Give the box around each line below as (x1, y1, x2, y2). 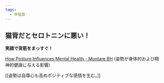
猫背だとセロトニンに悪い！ (5, 31, 90, 40)
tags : (5, 7, 16, 12)
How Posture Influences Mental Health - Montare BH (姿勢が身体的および (5, 56, 155, 62)
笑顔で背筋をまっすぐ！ (5, 45, 53, 51)
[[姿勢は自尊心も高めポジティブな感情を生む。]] (5, 73, 101, 79)
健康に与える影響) (13, 62, 51, 68)
